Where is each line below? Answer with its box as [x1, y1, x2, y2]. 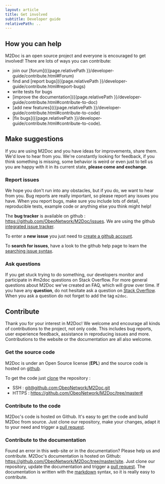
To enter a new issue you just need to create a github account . [5, 233, 134, 239]
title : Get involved [5, 12, 48, 17]
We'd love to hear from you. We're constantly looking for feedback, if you [5, 153, 155, 159]
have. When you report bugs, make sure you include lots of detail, [5, 198, 140, 204]
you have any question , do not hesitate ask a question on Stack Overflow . [5, 288, 156, 294]
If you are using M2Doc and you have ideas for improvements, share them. [5, 148, 158, 154]
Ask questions [5, 260, 41, 267]
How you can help [5, 39, 62, 48]
